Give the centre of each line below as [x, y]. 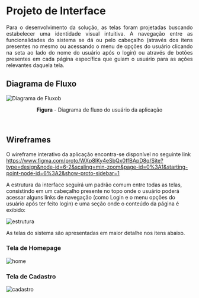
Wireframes [29, 140]
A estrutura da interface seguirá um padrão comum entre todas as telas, [94, 185]
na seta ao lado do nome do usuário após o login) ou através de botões [99, 52]
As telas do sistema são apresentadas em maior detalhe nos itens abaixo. [96, 233]
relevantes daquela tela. [35, 65]
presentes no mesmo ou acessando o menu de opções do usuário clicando [99, 46]
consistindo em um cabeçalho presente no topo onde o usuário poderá [93, 191]
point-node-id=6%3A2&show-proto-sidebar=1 [63, 173]
